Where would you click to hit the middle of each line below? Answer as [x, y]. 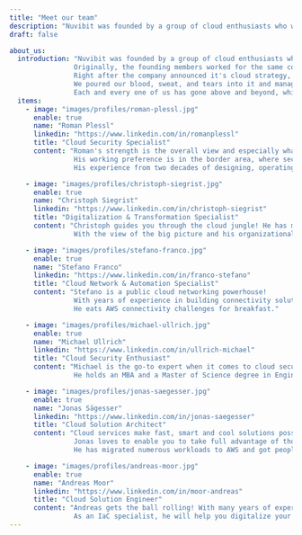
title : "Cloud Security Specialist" [102, 143]
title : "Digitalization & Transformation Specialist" [136, 218]
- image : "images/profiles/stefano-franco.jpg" [116, 250]
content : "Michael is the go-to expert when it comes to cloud [154, 367]
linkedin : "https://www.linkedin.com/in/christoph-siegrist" [150, 209]
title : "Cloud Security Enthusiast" [102, 359]
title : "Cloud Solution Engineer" [98, 500]
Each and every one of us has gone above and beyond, [176, 92]
